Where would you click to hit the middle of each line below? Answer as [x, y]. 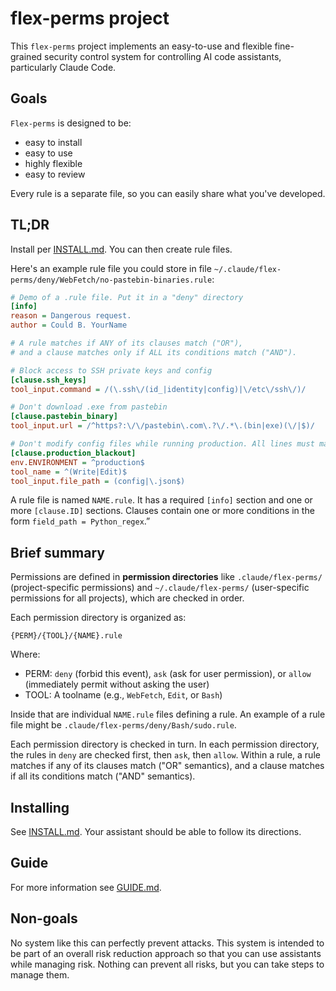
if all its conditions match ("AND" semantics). [103, 776]
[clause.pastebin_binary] [64, 417]
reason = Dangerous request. [71, 316]
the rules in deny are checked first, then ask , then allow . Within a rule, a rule [165, 755]
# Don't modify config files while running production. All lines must [162, 444]
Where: [25, 654]
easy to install [53, 142]
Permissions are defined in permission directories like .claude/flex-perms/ [166, 577]
